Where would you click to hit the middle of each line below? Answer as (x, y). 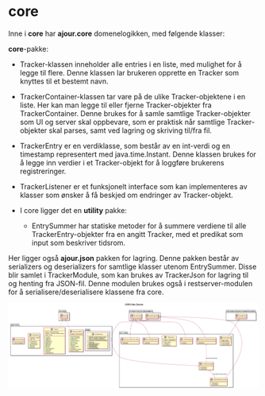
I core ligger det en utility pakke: (73, 210)
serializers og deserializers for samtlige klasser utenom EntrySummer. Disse (132, 266)
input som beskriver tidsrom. (78, 243)
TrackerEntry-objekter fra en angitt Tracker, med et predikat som (137, 234)
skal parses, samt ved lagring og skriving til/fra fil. (131, 130)
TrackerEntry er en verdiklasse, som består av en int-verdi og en (125, 146)
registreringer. (43, 171)
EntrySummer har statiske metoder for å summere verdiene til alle (139, 226)
